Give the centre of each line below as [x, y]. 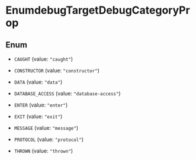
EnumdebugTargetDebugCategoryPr [98, 10]
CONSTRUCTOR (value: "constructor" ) [57, 71]
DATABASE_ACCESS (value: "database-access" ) [67, 93]
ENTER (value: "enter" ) [41, 105]
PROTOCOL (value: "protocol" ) [49, 139]
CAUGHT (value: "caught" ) [44, 59]
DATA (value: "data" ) [38, 82]
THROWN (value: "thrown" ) [44, 151]
